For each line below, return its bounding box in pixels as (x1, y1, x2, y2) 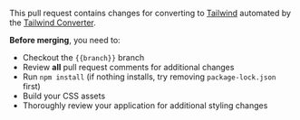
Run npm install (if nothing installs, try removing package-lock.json (22, 71, 276, 82)
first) (22, 81, 41, 91)
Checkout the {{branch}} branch (22, 52, 145, 62)
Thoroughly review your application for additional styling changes (22, 100, 268, 111)
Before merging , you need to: (9, 35, 121, 45)
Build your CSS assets (22, 90, 106, 101)
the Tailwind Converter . (9, 17, 97, 28)
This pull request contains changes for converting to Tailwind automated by (9, 8, 292, 18)
